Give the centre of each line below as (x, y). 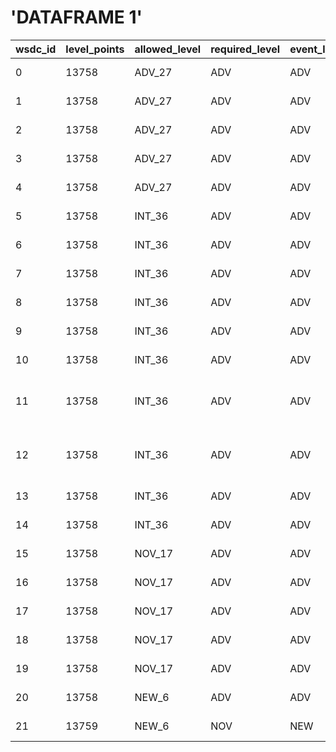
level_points (95, 49)
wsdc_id (36, 49)
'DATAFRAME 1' (76, 17)
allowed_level (168, 49)
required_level (245, 49)
